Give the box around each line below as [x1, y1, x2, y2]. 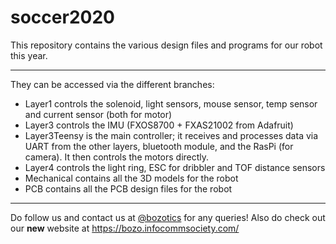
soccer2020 [10, 6, 115, 29]
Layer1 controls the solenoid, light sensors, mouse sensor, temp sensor [24, 97, 318, 110]
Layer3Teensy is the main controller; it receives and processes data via [24, 129, 319, 141]
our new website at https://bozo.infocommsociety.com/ [10, 222, 240, 234]
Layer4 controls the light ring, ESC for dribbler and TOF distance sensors [24, 161, 326, 173]
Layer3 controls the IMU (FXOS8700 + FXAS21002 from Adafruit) [24, 119, 294, 131]
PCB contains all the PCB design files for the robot [24, 182, 233, 195]
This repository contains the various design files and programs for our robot [10, 39, 323, 51]
